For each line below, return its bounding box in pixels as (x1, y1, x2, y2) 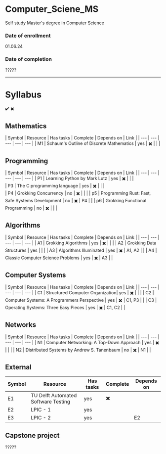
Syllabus (5, 89, 42, 100)
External (5, 363, 32, 371)
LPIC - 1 (30, 407, 51, 413)
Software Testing (30, 398, 71, 405)
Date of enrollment (5, 32, 51, 39)
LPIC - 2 (30, 414, 51, 421)
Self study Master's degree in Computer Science (5, 20, 105, 26)
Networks (5, 320, 36, 329)
